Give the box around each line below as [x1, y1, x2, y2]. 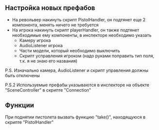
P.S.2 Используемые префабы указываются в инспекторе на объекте [5, 82, 149, 88]
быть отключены [5, 72, 40, 78]
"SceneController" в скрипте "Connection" [5, 87, 91, 93]
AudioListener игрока [19, 42, 63, 48]
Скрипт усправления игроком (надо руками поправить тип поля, [19, 53, 154, 59]
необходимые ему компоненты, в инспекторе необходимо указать [12, 32, 152, 38]
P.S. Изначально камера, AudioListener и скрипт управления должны [5, 67, 149, 73]
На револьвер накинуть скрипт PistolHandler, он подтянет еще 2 [12, 16, 146, 22]
